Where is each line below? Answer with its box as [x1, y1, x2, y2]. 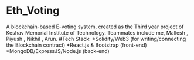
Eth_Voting [6, 4, 60, 17]
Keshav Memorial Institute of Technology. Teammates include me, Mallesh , [6, 29, 189, 36]
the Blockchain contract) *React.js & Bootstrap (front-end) [6, 42, 148, 48]
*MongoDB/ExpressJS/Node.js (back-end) [6, 47, 110, 54]
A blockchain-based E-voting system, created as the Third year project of [6, 23, 184, 30]
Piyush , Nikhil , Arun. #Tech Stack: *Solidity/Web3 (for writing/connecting [6, 35, 186, 42]
